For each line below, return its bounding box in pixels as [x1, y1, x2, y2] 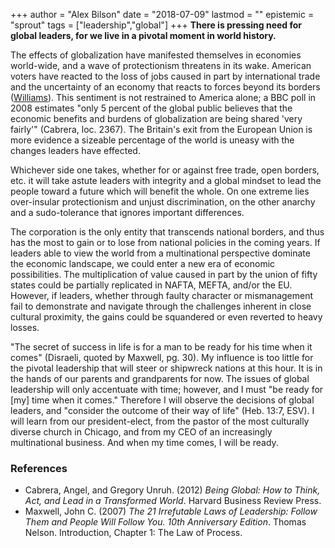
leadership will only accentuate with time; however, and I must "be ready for [10, 384, 324, 395]
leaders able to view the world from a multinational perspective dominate [10, 247, 311, 259]
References [10, 461, 68, 475]
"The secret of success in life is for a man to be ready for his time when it [10, 341, 313, 353]
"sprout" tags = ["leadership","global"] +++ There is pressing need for [10, 19, 303, 31]
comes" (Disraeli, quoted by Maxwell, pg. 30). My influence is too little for [10, 352, 314, 363]
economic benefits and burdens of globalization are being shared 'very [10, 113, 303, 124]
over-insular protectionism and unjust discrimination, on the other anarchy [10, 196, 316, 208]
